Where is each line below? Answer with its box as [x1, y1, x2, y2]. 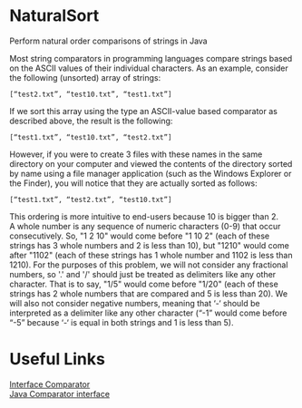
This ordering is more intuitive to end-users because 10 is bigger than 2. [9, 210, 279, 222]
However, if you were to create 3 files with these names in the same [9, 149, 263, 160]
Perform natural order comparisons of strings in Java [9, 35, 208, 46]
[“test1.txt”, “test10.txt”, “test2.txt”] [9, 132, 172, 141]
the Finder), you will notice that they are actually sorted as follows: [9, 178, 258, 189]
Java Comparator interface [9, 388, 111, 399]
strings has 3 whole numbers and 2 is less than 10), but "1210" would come [9, 239, 290, 250]
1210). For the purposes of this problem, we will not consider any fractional [9, 259, 288, 270]
